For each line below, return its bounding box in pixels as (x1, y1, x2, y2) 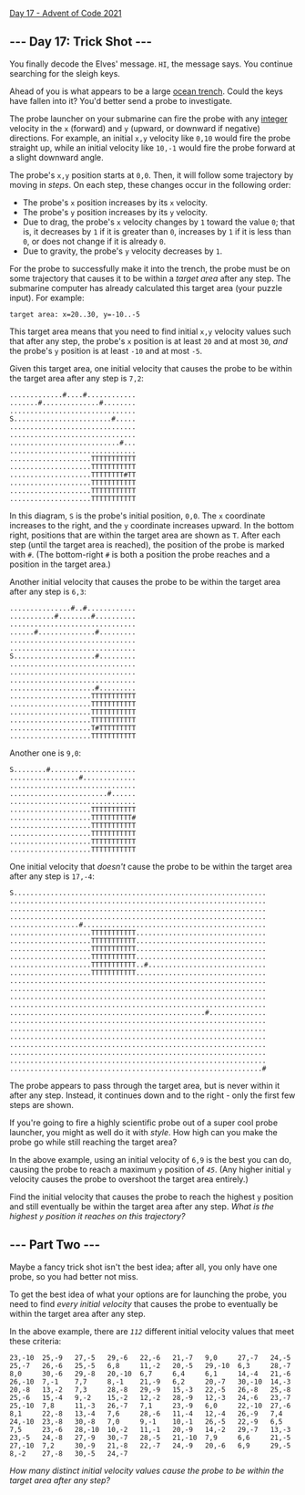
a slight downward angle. (9, 152, 104, 162)
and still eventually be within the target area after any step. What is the (9, 1200, 275, 1212)
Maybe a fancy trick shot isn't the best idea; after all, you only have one (9, 1261, 278, 1272)
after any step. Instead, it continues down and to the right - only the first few (9, 1090, 296, 1101)
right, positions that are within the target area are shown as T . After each (9, 529, 280, 540)
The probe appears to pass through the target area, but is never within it (9, 1080, 280, 1091)
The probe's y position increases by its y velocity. (22, 206, 208, 217)
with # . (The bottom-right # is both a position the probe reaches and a (9, 549, 270, 559)
